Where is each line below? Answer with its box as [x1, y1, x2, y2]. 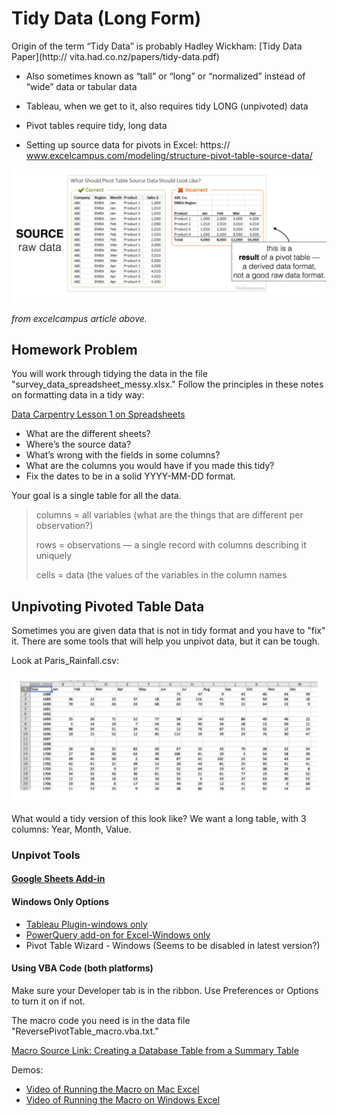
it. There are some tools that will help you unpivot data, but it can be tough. [11, 635, 321, 647]
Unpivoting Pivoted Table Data [11, 598, 205, 615]
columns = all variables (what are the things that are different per [35, 509, 304, 521]
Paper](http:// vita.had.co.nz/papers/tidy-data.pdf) [11, 50, 220, 62]
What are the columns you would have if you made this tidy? [25, 460, 275, 472]
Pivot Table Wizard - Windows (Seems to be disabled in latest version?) [25, 939, 321, 951]
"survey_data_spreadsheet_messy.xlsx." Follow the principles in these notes [11, 378, 324, 391]
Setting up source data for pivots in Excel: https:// [25, 138, 231, 151]
